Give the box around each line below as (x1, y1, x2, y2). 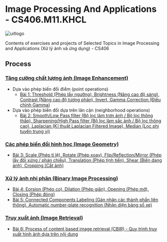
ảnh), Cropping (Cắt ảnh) (12, 162, 64, 168)
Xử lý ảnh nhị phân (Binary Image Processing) (5, 175, 118, 182)
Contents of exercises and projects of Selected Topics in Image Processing (5, 40, 160, 46)
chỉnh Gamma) (19, 102, 50, 108)
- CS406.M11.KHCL (5, 14, 87, 25)
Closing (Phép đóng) (12, 191, 55, 197)
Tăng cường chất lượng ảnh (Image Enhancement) (5, 75, 129, 81)
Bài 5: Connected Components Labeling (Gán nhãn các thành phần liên (12, 197, 159, 203)
